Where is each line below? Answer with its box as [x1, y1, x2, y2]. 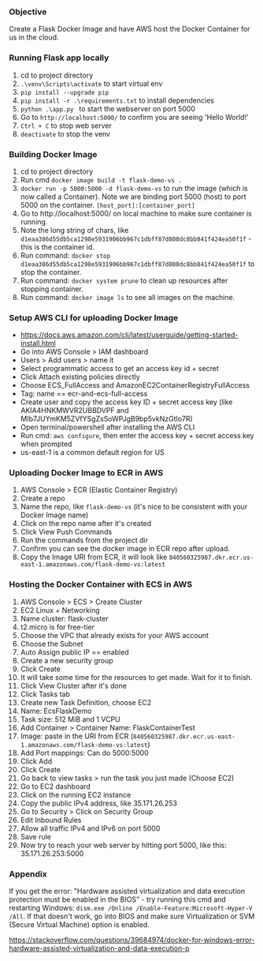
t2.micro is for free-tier [20, 622, 95, 632]
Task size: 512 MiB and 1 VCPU [20, 714, 120, 724]
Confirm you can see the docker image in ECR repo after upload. [20, 544, 231, 554]
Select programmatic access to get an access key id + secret [20, 364, 220, 374]
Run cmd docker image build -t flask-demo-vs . [20, 175, 182, 184]
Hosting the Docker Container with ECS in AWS [9, 579, 192, 590]
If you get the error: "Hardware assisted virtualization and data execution [9, 887, 246, 896]
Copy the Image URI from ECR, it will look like [20, 552, 168, 562]
